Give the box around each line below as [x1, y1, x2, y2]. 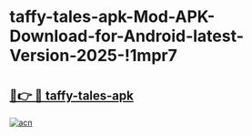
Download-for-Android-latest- [9, 26, 244, 47]
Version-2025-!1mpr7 [9, 46, 177, 66]
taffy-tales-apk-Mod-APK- [9, 6, 216, 27]
